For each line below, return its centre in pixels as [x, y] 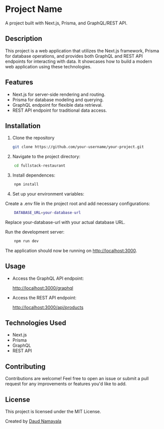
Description [24, 39]
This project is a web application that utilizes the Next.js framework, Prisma [82, 50]
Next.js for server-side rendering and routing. [59, 94]
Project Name [34, 9]
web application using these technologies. [48, 66]
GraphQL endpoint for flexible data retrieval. [57, 105]
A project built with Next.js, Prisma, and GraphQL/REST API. [66, 23]
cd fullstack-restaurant [40, 166]
